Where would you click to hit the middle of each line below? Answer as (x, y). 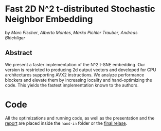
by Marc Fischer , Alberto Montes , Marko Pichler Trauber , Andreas (71, 32)
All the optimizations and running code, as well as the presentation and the (80, 118)
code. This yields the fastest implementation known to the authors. (72, 85)
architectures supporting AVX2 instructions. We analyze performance (75, 75)
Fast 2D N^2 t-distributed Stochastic (80, 9)
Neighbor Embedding (49, 19)
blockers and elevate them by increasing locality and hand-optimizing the (79, 80)
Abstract (19, 53)
